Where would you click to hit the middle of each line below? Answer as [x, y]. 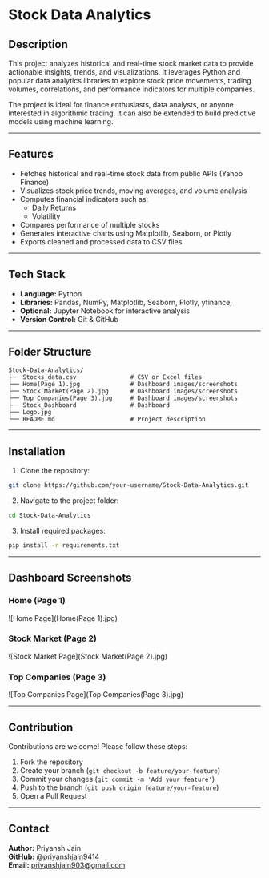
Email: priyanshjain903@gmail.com [67, 865]
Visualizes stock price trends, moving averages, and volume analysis [133, 191]
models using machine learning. [61, 121]
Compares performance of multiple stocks [90, 224]
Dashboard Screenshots [70, 578]
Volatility [46, 216]
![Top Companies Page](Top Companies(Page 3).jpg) [96, 695]
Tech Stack [37, 274]
